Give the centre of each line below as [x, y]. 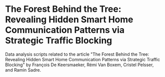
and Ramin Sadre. [23, 70]
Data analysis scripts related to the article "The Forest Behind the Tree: [77, 54]
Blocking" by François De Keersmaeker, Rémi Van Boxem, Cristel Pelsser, [80, 65]
